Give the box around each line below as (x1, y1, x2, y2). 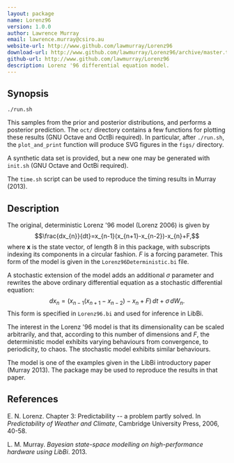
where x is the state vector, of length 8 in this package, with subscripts (7, 243, 210, 251)
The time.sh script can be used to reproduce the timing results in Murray (7, 175, 217, 183)
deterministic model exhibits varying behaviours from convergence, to (7, 338, 209, 346)
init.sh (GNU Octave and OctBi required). (7, 162, 129, 170)
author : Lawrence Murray (7, 29, 79, 37)
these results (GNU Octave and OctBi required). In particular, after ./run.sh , (7, 133, 225, 141)
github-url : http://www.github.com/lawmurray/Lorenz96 (7, 56, 170, 63)
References (7, 393, 58, 405)
